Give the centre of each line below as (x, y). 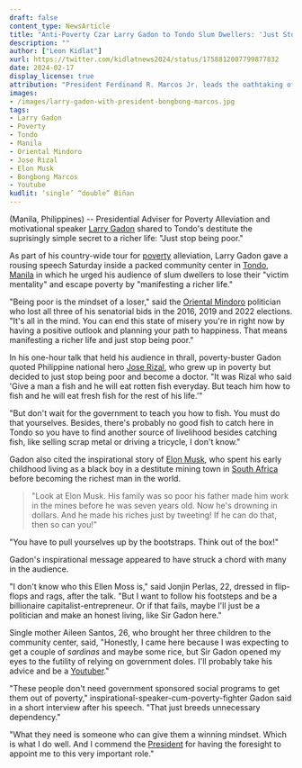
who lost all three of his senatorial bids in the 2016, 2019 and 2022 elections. (151, 311)
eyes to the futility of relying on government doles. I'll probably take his (141, 661)
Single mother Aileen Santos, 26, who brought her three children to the (140, 632)
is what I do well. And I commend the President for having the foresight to (145, 744)
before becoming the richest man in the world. (95, 479)
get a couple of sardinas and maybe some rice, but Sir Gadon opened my (145, 652)
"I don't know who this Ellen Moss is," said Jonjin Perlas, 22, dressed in (141, 587)
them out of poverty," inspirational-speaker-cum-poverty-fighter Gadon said (151, 698)
